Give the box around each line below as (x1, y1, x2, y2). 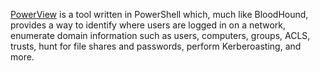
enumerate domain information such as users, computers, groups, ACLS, (10, 30, 311, 41)
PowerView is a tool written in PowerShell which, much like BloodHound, (10, 9, 309, 20)
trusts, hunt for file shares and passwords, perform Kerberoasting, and (10, 40, 302, 52)
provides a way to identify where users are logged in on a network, (10, 19, 287, 31)
